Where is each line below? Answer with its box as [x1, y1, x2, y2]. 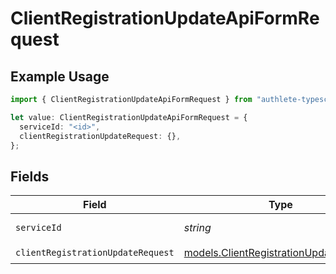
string [183, 221, 212, 235]
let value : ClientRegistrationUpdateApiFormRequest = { [10, 112, 248, 122]
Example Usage [10, 68, 110, 85]
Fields [10, 168, 50, 185]
